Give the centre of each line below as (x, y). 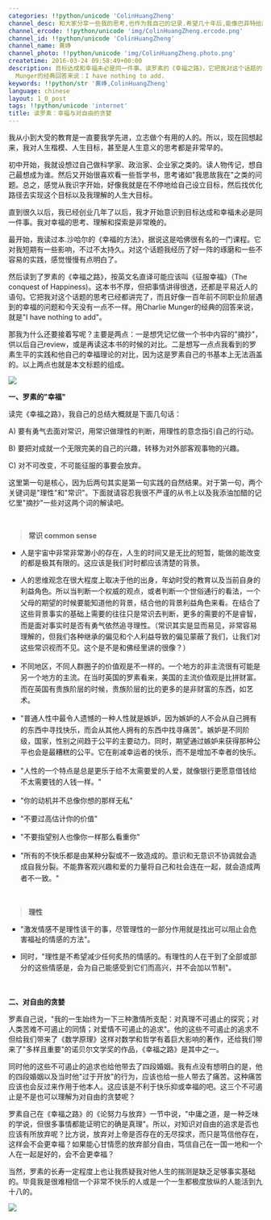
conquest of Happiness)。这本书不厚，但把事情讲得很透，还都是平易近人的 (133, 287)
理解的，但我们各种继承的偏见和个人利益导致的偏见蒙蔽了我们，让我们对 (140, 636)
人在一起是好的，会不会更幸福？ (61, 1154)
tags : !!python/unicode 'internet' (68, 106)
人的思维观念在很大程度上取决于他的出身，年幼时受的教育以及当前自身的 (140, 580)
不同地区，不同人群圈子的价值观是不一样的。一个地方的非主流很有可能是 (140, 666)
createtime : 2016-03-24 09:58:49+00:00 (75, 61)
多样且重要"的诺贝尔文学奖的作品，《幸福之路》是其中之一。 (125, 1049)
